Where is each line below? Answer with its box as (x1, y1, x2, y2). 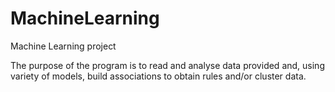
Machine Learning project (10, 40, 117, 52)
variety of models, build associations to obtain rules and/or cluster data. (10, 70, 307, 82)
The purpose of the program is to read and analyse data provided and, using (10, 59, 325, 71)
